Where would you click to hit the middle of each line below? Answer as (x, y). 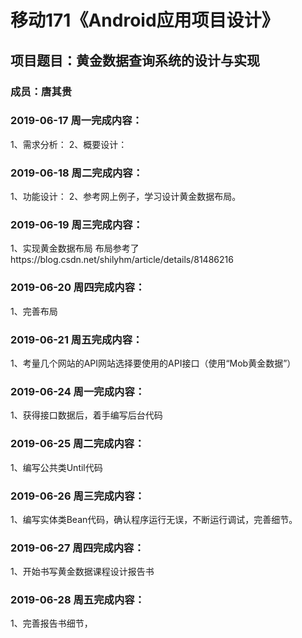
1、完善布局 (34, 311)
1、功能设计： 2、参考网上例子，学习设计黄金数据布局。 (126, 197)
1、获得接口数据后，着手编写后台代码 (86, 415)
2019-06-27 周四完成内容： (77, 548)
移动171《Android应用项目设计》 (145, 20)
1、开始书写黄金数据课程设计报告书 (82, 572)
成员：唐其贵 (41, 91)
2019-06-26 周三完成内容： (77, 496)
